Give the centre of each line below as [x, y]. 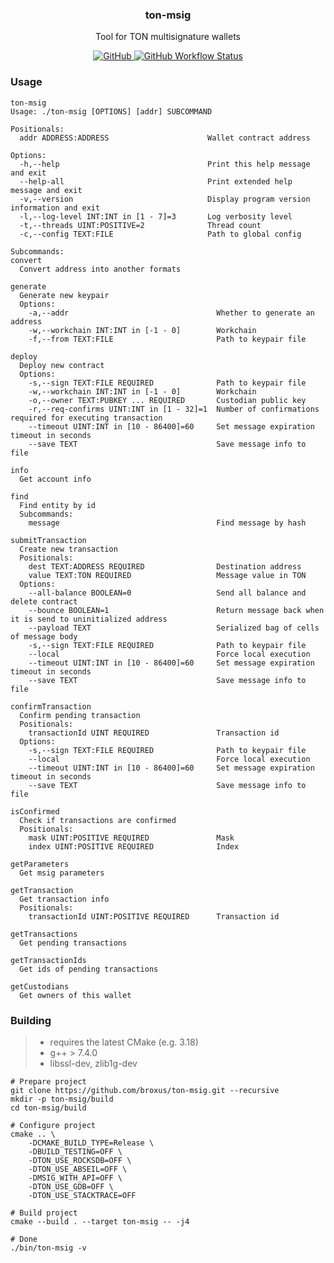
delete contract [44, 601]
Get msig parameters [62, 873]
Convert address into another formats [100, 269]
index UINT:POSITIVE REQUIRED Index [134, 846]
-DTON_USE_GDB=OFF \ [71, 1186]
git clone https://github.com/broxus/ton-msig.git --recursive [145, 1090]
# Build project [44, 1213]
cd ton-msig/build [48, 1108]
